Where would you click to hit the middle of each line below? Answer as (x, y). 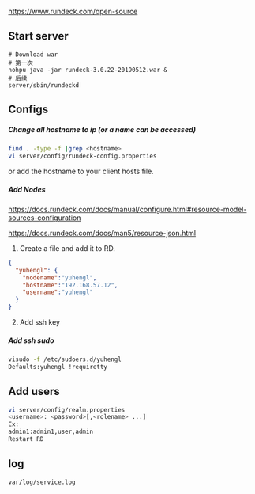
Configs (28, 110)
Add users (34, 391)
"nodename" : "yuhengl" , (60, 277)
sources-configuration (45, 218)
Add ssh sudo (31, 340)
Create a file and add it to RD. (67, 248)
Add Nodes (27, 189)
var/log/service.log (42, 482)
